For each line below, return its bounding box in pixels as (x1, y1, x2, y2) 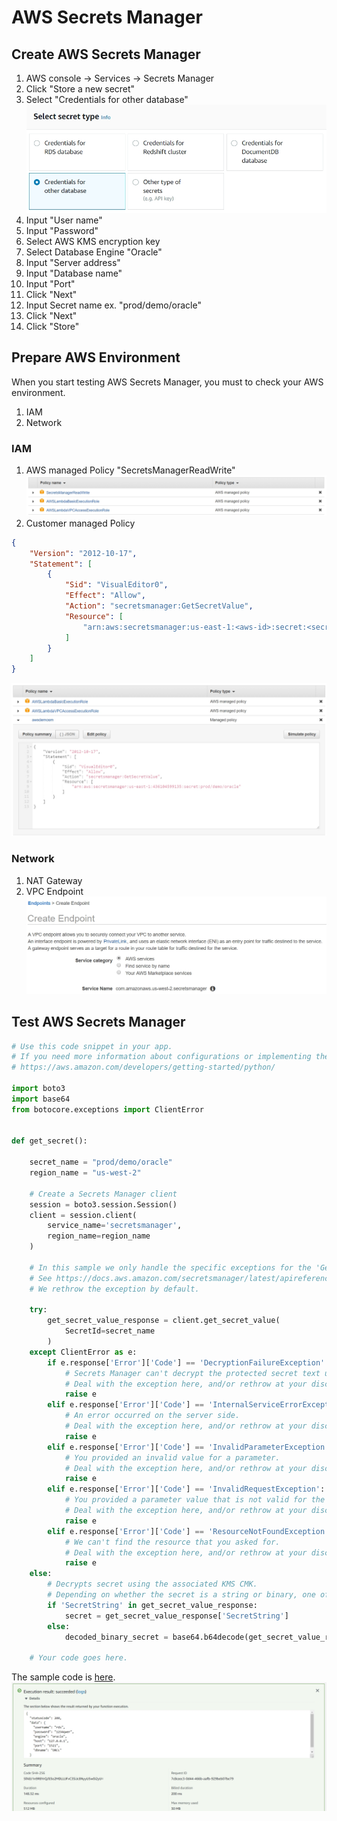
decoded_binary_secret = (64, 1632, 169, 1642)
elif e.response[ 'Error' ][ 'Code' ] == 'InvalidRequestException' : (47, 1484, 326, 1495)
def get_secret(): (11, 1136, 88, 1146)
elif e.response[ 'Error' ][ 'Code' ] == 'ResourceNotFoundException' (47, 1526, 330, 1536)
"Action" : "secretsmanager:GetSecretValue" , (64, 601, 254, 611)
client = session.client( (29, 1210, 138, 1220)
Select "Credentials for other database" (25, 94, 189, 105)
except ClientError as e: (29, 1347, 138, 1357)
